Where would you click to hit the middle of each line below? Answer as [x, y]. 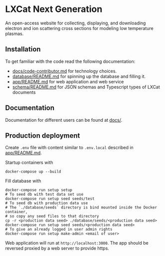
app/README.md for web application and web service [68, 81]
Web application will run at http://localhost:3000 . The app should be [77, 243]
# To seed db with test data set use [44, 195]
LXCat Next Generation [54, 9]
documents [24, 92]
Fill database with [23, 181]
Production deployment [43, 135]
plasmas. [14, 33]
